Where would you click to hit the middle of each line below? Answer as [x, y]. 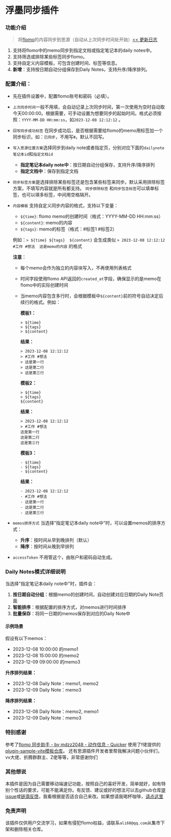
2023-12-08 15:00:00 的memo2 [46, 656]
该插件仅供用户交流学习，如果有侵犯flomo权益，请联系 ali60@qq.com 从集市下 [85, 823]
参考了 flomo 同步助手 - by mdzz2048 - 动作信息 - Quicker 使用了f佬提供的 [83, 744]
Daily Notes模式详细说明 [36, 571]
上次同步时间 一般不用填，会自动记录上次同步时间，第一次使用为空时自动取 [89, 107]
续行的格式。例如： [40, 302]
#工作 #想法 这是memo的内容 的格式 [47, 246]
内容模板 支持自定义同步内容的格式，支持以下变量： [65, 205]
